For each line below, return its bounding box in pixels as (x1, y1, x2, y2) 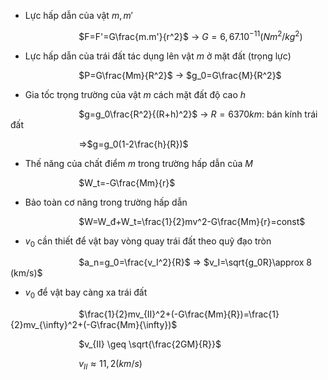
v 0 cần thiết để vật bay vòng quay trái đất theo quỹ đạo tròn (24, 235, 272, 249)
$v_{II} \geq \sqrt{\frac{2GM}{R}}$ (78, 338, 222, 350)
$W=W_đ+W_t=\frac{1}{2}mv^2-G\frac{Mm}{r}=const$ (78, 215, 306, 227)
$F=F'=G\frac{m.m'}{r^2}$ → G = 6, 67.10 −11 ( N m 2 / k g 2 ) (78, 29, 303, 42)
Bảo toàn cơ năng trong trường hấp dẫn (24, 196, 188, 208)
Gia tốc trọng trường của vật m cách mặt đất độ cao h (24, 88, 246, 100)
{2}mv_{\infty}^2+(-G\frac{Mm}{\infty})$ (10, 319, 178, 331)
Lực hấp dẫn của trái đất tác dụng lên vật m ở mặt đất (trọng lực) (24, 50, 292, 62)
